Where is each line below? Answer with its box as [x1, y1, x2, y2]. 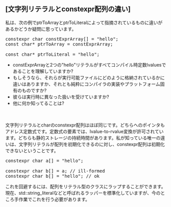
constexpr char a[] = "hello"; [5, 158, 84, 163]
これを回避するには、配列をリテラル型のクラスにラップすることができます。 [5, 183, 166, 190]
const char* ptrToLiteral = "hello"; [5, 51, 100, 57]
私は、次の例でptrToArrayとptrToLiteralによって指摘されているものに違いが [5, 19, 163, 26]
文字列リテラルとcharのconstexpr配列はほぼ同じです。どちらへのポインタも [5, 122, 165, 128]
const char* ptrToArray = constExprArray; [5, 41, 113, 47]
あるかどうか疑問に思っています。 [5, 26, 77, 32]
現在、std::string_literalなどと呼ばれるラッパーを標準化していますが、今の [5, 190, 161, 196]
